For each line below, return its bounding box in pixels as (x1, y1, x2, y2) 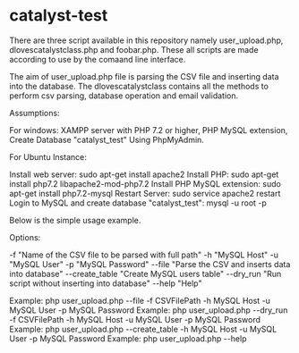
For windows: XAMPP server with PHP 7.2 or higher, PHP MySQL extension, (9, 124, 288, 135)
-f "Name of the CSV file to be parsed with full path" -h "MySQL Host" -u (9, 249, 279, 260)
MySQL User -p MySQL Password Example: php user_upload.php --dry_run (9, 305, 288, 315)
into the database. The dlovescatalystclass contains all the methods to (9, 80, 269, 91)
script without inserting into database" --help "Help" (9, 278, 202, 289)
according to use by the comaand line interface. (9, 54, 186, 64)
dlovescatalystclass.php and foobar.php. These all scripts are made (9, 44, 259, 55)
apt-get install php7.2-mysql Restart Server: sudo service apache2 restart (9, 188, 281, 198)
